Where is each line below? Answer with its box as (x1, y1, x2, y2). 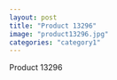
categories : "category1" (9, 37, 101, 47)
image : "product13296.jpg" (9, 29, 109, 38)
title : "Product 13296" (9, 21, 97, 30)
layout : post (9, 12, 58, 22)
